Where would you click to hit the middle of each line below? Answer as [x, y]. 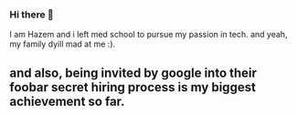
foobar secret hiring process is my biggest [133, 87]
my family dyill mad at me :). [63, 44]
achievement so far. [67, 101]
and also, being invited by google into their [133, 73]
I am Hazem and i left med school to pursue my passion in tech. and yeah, [148, 35]
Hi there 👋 [32, 15]
